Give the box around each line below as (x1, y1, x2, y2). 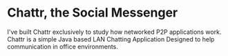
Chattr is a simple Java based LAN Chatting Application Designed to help (7, 35, 215, 43)
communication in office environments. (7, 42, 119, 50)
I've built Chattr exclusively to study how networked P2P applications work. (7, 28, 222, 36)
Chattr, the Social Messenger (7, 5, 178, 21)
